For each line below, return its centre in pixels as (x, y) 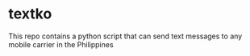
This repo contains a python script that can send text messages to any (125, 36)
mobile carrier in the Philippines (61, 44)
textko (30, 14)
